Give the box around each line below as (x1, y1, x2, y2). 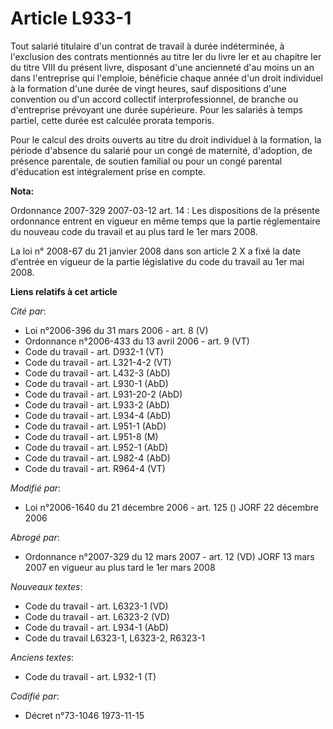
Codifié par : (10, 690, 60, 702)
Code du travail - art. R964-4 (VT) (24, 462, 166, 474)
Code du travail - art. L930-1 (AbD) (24, 377, 169, 389)
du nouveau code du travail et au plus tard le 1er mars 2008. (10, 225, 258, 237)
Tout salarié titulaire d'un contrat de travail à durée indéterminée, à (10, 40, 285, 52)
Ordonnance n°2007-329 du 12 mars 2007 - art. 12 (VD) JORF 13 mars (24, 550, 315, 562)
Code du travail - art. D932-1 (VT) (24, 345, 164, 357)
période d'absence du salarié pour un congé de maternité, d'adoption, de (10, 144, 313, 156)
